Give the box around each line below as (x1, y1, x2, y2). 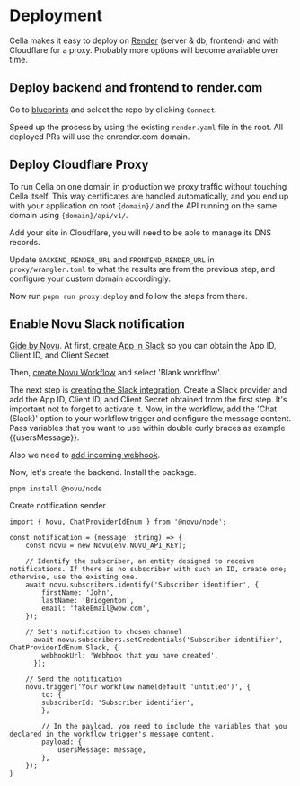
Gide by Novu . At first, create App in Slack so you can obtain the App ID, (9, 340, 277, 351)
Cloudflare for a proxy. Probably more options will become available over (9, 44, 278, 55)
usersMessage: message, (57, 746, 146, 755)
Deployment (9, 5, 103, 26)
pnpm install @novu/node (9, 484, 102, 494)
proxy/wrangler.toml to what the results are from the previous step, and (9, 263, 276, 274)
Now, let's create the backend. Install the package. (9, 467, 197, 478)
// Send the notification (25, 675, 123, 684)
